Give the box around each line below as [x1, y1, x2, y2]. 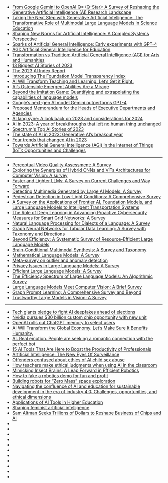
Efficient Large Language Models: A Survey [12, 268, 102, 274]
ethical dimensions [12, 394, 51, 400]
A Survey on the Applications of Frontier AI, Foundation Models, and [12, 199, 153, 205]
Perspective [12, 36, 37, 42]
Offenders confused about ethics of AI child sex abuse [12, 357, 125, 363]
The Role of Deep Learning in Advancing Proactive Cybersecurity [12, 210, 147, 215]
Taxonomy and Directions [12, 231, 65, 237]
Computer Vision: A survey [12, 172, 68, 178]
